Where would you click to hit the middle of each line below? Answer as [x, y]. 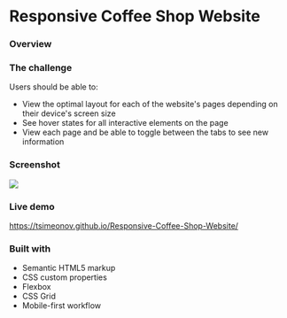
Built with [30, 248]
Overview [31, 44]
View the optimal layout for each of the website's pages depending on [150, 105]
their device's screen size [69, 113]
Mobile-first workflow [62, 306]
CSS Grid [39, 296]
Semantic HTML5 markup [69, 268]
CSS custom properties [65, 277]
